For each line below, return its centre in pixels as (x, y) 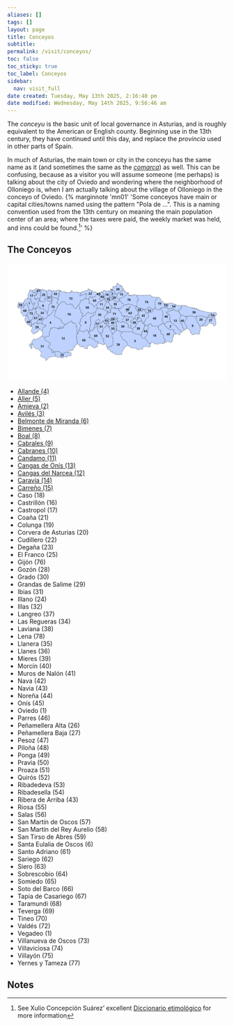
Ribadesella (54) (41, 792)
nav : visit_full (37, 88)
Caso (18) (31, 495)
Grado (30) (33, 577)
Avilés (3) (31, 413)
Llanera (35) (35, 644)
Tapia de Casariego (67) (52, 896)
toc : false (23, 59)
